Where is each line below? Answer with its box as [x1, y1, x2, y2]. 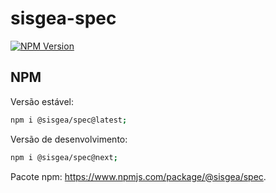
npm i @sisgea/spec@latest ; [10, 115, 128, 125]
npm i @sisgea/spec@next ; [10, 152, 118, 162]
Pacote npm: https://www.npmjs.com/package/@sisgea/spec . [10, 170, 267, 182]
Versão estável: [10, 95, 75, 107]
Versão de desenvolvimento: [10, 133, 128, 145]
